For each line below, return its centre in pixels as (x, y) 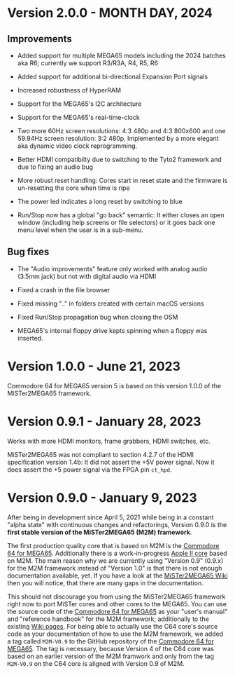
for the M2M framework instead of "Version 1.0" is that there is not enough (115, 568)
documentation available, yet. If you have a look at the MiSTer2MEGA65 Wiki (117, 575)
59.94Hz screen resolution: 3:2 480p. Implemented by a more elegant (118, 138)
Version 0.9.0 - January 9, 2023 (102, 497)
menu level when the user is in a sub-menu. (80, 230)
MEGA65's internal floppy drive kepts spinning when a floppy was (112, 330)
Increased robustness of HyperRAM (69, 90)
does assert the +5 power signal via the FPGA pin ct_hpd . (90, 469)
